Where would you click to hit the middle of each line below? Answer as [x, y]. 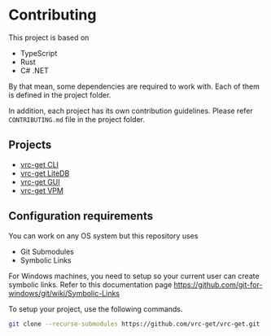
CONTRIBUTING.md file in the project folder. [76, 119]
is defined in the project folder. [60, 94]
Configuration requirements [81, 216]
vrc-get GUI [40, 181]
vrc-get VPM [42, 190]
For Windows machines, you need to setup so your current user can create [134, 276]
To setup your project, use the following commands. [96, 309]
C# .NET [34, 70]
